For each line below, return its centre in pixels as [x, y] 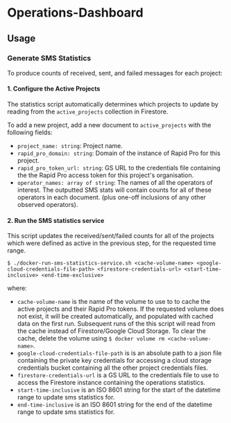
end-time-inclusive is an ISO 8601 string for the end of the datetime [115, 405]
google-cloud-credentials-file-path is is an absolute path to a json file [119, 353]
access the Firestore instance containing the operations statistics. [111, 383]
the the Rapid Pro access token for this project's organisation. [105, 175]
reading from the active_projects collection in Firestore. [88, 111]
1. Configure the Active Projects [54, 89]
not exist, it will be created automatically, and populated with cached [115, 316]
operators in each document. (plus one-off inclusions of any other [112, 197]
